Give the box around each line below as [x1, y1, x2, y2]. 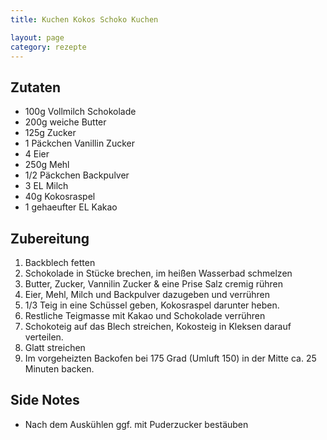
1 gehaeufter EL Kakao [24, 201, 118, 213]
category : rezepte [10, 42, 87, 52]
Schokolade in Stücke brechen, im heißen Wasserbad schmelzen [24, 267, 293, 279]
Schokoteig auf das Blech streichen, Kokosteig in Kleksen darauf [24, 321, 292, 332]
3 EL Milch [24, 180, 69, 192]
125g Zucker [24, 127, 77, 139]
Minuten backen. [24, 363, 95, 375]
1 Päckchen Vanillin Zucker [24, 137, 135, 150]
